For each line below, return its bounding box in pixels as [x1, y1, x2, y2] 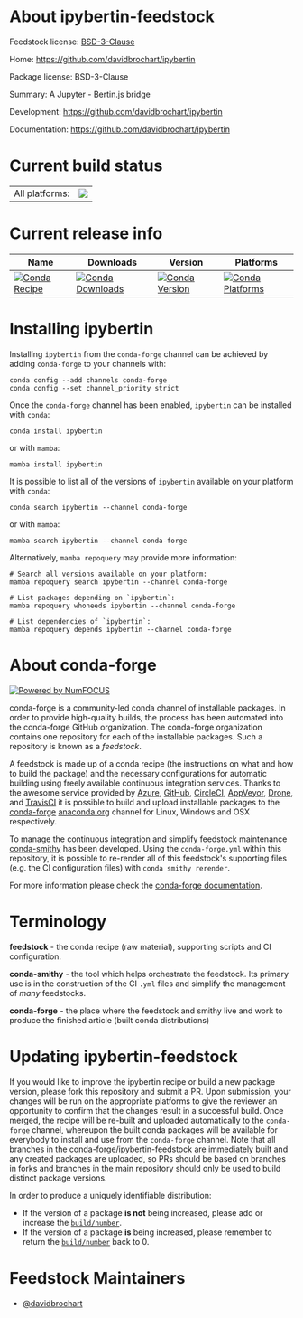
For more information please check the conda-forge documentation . [9, 880, 263, 890]
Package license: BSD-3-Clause [9, 71, 129, 82]
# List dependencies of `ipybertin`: [9, 617, 151, 626]
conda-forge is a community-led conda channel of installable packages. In [9, 702, 286, 713]
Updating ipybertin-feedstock [9, 1046, 239, 1067]
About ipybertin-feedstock [9, 6, 215, 27]
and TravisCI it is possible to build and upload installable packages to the [9, 796, 280, 807]
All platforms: [14, 187, 70, 200]
